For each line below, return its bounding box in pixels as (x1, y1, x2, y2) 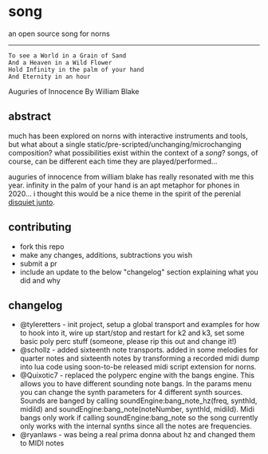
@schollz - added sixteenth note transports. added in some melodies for (19, 345, 258, 355)
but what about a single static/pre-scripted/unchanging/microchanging (8, 139, 242, 149)
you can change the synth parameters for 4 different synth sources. (19, 388, 243, 397)
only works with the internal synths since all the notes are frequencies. (19, 421, 253, 431)
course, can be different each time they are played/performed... (8, 156, 218, 166)
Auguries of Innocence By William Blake (8, 86, 140, 96)
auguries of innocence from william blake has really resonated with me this (8, 172, 254, 181)
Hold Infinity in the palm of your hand (8, 65, 145, 73)
